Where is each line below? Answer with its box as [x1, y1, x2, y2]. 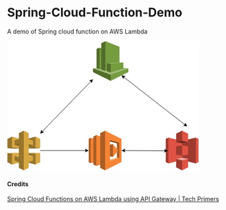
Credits [7, 179, 29, 188]
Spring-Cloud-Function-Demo [7, 5, 183, 20]
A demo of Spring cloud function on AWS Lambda [7, 27, 148, 35]
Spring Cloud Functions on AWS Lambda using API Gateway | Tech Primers [7, 195, 219, 203]
